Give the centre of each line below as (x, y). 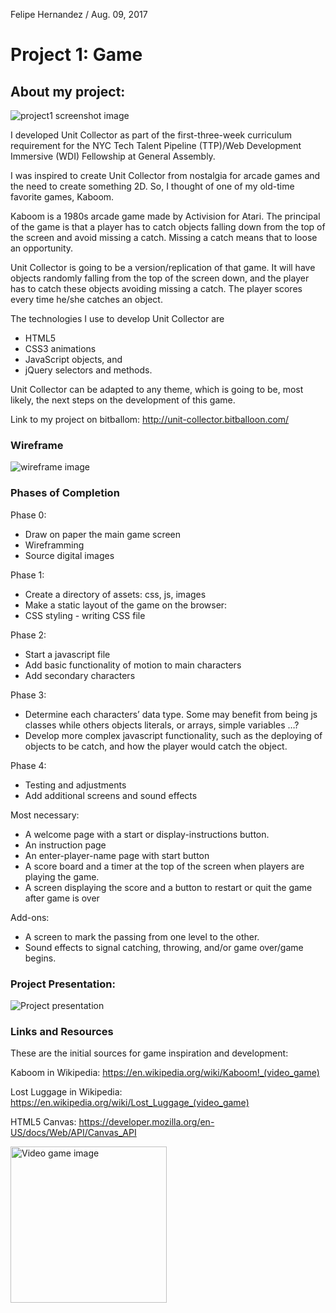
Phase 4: (28, 765)
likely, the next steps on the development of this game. (123, 400)
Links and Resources (62, 1031)
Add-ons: (30, 917)
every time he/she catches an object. (86, 299)
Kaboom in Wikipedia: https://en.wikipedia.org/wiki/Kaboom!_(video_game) (165, 1073)
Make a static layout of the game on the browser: (126, 605)
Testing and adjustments (75, 785)
